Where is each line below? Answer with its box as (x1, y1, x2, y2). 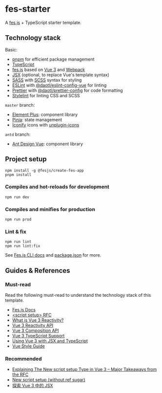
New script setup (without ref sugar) (12, 377, 85, 383)
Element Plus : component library (12, 111, 78, 117)
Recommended (5, 355, 42, 362)
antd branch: (5, 131, 31, 137)
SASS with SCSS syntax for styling (12, 77, 82, 83)
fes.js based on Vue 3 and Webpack (12, 66, 85, 72)
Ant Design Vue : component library (12, 141, 83, 147)
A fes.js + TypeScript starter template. (5, 20, 82, 25)
